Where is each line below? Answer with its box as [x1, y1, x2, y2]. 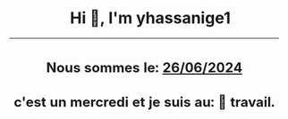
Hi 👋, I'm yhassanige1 [70, 8, 231, 28]
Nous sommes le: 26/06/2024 [46, 59, 243, 76]
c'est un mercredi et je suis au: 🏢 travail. [13, 93, 275, 111]
